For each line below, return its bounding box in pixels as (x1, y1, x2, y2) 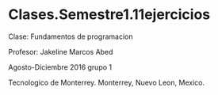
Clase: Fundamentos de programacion (8, 32, 133, 41)
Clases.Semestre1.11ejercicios (8, 6, 211, 24)
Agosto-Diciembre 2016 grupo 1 (8, 62, 113, 72)
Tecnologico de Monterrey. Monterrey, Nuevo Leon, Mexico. (8, 78, 205, 87)
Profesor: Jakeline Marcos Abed (8, 47, 113, 56)
